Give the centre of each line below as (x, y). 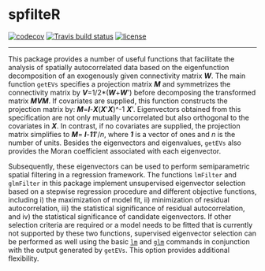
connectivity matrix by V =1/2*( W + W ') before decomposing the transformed (132, 92)
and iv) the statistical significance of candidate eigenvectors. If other (120, 216)
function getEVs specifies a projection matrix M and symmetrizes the (119, 84)
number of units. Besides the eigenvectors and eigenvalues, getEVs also (125, 143)
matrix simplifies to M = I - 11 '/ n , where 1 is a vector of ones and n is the (122, 134)
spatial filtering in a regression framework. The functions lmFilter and (122, 174)
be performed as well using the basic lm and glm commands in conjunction (129, 241)
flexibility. (24, 258)
